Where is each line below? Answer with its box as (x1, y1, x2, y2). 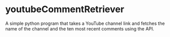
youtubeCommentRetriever (5, 4, 124, 15)
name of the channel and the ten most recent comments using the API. (5, 25, 155, 31)
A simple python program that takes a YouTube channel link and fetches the (5, 20, 165, 26)
